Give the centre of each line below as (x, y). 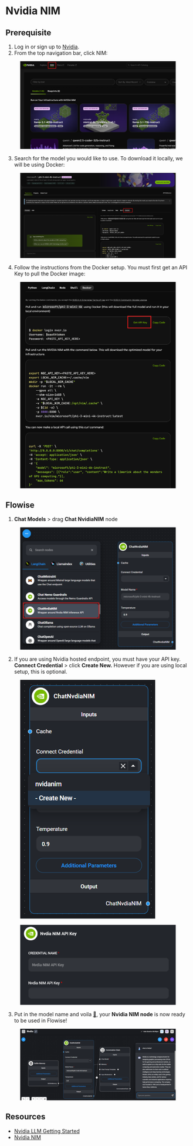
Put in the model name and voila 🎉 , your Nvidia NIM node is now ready (99, 1014)
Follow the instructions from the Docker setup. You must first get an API (101, 267)
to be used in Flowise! (40, 1020)
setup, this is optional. (40, 672)
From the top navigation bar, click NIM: (61, 53)
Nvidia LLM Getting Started (47, 1131)
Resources (26, 1117)
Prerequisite (28, 33)
